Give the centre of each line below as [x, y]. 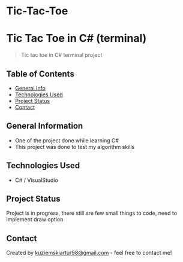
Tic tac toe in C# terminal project [61, 55]
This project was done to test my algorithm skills [75, 147]
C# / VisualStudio [36, 180]
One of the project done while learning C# [67, 140]
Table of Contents [40, 74]
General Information [45, 126]
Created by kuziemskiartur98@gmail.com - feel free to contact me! [89, 253]
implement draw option [35, 220]
